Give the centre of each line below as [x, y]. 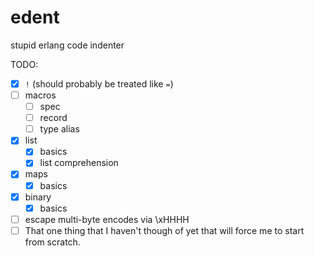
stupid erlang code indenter [67, 45]
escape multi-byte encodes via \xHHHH [107, 219]
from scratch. [52, 242]
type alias [59, 129]
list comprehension [79, 163]
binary [38, 197]
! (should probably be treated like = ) [99, 83]
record [53, 118]
